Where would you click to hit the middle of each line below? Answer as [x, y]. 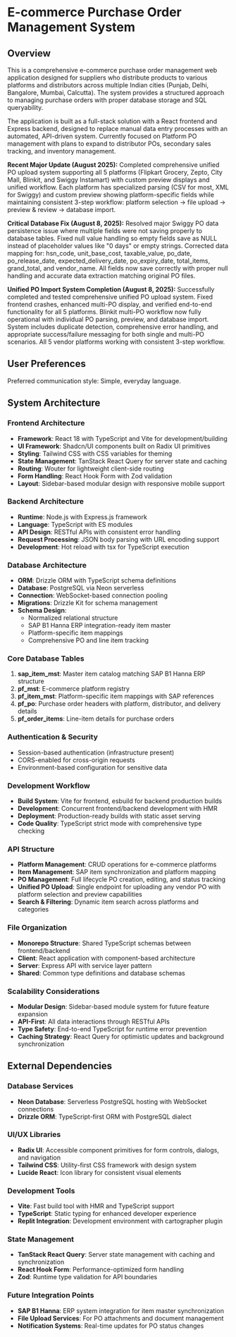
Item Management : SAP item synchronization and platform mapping [117, 872]
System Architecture [54, 403]
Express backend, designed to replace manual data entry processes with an [117, 129]
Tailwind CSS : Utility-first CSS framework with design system [107, 1165]
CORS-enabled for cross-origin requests [76, 760]
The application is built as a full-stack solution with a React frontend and [112, 121]
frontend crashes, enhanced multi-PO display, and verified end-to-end [110, 304]
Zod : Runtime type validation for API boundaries [87, 1277]
